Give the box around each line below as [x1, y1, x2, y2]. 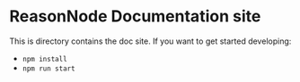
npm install [22, 54, 67, 63]
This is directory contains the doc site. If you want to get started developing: [9, 36, 292, 46]
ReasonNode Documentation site [9, 6, 261, 27]
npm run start [22, 64, 75, 73]
